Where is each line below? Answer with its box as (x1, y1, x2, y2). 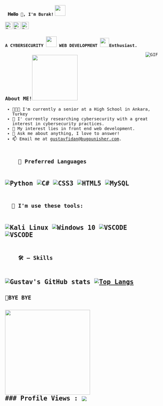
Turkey (12, 111, 28, 116)
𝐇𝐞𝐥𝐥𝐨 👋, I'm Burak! (7, 11, 54, 17)
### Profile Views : (5, 394, 79, 402)
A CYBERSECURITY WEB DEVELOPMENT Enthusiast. (5, 43, 137, 49)
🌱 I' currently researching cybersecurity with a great (12, 116, 148, 121)
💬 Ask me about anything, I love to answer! (12, 130, 120, 136)
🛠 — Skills (17, 254, 53, 261)
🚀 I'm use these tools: (11, 202, 83, 209)
